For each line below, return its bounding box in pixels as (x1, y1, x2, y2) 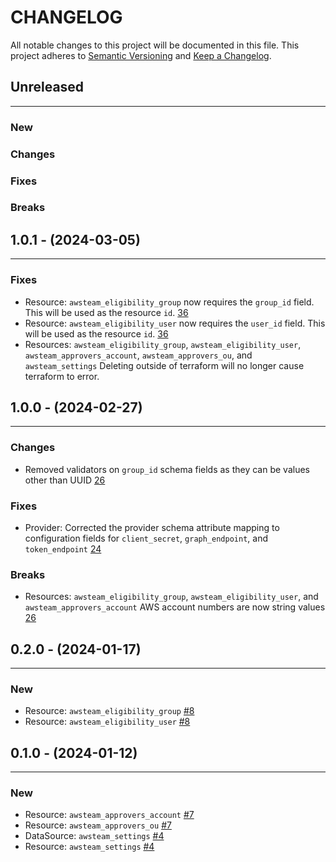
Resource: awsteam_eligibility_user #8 (24, 716, 191, 728)
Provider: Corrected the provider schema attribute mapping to (24, 521, 280, 533)
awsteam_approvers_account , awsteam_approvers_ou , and (24, 349, 253, 361)
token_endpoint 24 (24, 542, 102, 555)
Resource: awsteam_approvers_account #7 (24, 809, 195, 821)
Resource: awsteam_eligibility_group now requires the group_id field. (24, 296, 315, 308)
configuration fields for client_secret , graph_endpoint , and (24, 532, 268, 544)
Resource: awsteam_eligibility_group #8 (24, 705, 195, 717)
